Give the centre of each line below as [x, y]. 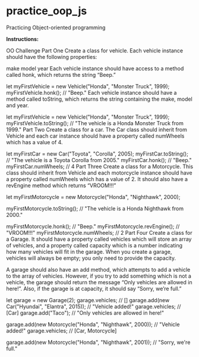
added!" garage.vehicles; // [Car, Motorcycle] [61, 330]
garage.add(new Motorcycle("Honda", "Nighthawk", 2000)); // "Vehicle [93, 324]
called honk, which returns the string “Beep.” [61, 74]
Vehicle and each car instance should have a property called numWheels [95, 136]
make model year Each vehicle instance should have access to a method [95, 68]
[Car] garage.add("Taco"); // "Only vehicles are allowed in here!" [85, 313]
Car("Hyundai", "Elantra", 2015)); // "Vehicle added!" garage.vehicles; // [94, 306]
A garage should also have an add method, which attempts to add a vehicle [98, 269]
